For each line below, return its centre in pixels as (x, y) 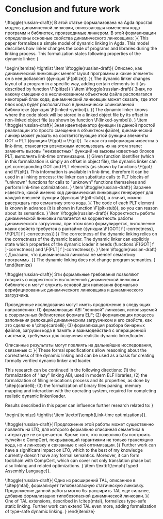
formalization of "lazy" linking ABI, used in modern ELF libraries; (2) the (76, 375)
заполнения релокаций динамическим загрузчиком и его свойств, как (78, 320)
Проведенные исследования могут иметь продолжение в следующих (78, 304)
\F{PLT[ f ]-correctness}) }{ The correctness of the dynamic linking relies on (81, 234)
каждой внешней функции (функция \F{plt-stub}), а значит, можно (73, 197)
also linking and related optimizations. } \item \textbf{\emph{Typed (72, 465)
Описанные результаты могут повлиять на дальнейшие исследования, (79, 345)
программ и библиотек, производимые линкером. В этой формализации (81, 33)
